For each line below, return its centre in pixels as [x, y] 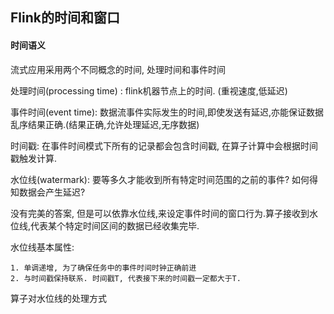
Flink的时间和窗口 [65, 18]
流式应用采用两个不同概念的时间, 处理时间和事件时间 [118, 69]
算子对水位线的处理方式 [58, 298]
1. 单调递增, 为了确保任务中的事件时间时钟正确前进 [103, 268]
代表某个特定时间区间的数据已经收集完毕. [115, 225]
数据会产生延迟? [52, 192]
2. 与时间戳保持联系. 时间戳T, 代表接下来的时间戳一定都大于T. [126, 278]
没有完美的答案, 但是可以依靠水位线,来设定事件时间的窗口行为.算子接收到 [160, 213]
